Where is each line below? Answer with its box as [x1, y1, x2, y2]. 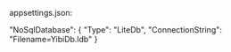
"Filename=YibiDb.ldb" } [9, 34, 98, 44]
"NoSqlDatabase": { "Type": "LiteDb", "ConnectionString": [9, 25, 223, 34]
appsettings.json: [9, 8, 73, 18]
